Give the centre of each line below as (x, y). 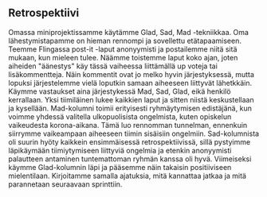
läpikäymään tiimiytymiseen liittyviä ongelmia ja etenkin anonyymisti (120, 150)
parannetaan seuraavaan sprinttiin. (65, 184)
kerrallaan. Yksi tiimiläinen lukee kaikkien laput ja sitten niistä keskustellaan (131, 99)
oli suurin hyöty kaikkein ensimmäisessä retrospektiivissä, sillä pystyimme (130, 141)
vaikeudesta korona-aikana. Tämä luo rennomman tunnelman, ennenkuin (128, 125)
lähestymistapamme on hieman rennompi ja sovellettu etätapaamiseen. (125, 41)
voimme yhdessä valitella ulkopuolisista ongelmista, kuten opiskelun (120, 116)
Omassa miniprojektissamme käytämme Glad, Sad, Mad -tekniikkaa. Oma (129, 32)
